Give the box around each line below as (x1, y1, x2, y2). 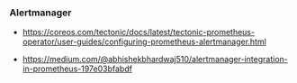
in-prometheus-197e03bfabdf (22, 63, 133, 74)
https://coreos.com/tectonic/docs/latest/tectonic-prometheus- (22, 27, 255, 38)
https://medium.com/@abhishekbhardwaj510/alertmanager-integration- (22, 54, 288, 65)
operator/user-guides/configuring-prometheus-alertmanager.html (22, 36, 267, 47)
